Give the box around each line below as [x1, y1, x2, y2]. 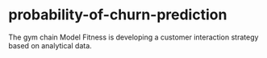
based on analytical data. [8, 40, 93, 50]
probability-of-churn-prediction [8, 6, 227, 24]
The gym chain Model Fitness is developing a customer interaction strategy [8, 32, 259, 42]
